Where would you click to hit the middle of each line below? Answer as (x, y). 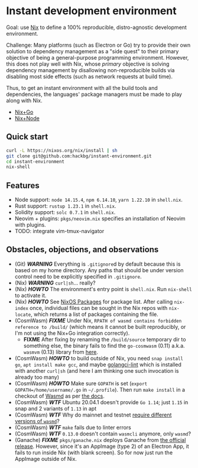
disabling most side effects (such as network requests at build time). (90, 76)
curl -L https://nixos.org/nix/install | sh (62, 150)
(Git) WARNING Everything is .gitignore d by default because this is (98, 264)
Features (23, 185)
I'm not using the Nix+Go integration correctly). (72, 333)
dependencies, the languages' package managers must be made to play (94, 94)
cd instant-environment (35, 162)
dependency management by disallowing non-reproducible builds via (90, 70)
